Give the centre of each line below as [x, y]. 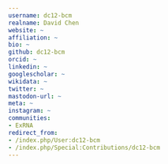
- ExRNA [21, 125]
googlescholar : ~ [37, 74]
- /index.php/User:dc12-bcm [54, 140]
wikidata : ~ [28, 81]
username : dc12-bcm [40, 15]
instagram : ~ [30, 111]
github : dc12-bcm [37, 52]
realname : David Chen [44, 23]
